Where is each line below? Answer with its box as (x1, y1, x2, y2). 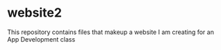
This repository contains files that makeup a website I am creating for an (7, 28, 214, 36)
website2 (7, 5, 63, 21)
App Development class (7, 35, 76, 43)
